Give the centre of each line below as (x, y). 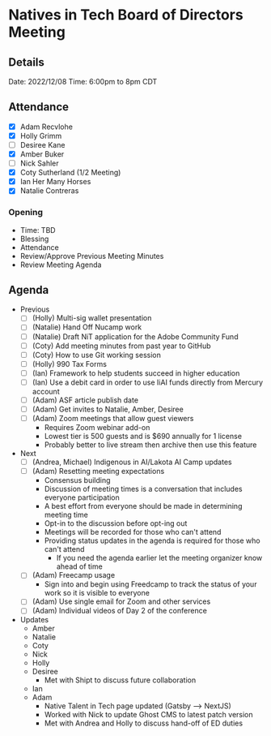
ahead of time (79, 566)
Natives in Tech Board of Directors (126, 15)
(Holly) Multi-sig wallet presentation (92, 318)
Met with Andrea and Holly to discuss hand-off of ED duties (144, 723)
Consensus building (77, 480)
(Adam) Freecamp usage (74, 575)
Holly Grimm (41, 136)
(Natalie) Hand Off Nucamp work (87, 327)
